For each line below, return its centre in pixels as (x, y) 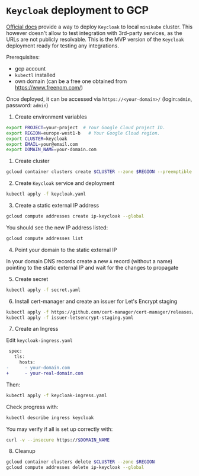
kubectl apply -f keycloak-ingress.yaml (57, 395)
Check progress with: (32, 407)
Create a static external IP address (57, 206)
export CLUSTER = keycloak (37, 139)
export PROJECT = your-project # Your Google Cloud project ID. (86, 127)
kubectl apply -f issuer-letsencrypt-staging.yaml (70, 318)
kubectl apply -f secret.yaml (44, 290)
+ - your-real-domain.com (45, 373)
